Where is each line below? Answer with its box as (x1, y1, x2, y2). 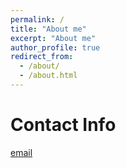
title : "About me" (10, 24, 87, 34)
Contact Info (10, 114, 117, 136)
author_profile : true (10, 42, 101, 53)
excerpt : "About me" (10, 33, 97, 43)
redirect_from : (10, 52, 74, 62)
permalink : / (10, 14, 65, 25)
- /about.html (19, 71, 78, 81)
